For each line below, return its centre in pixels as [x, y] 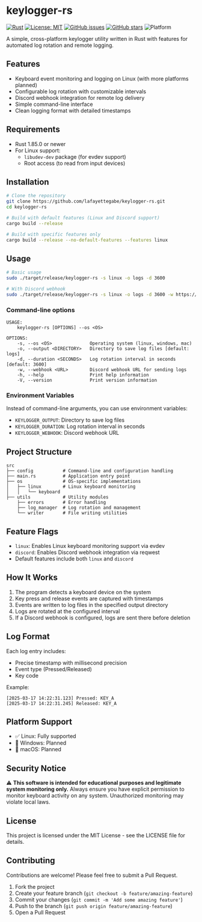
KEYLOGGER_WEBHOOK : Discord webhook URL [67, 433]
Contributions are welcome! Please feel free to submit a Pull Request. [92, 875]
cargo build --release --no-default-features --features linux [87, 240]
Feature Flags [32, 531]
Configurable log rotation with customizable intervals [80, 91]
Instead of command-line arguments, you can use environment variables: [97, 408]
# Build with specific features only [54, 234]
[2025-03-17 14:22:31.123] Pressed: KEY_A [60, 698]
